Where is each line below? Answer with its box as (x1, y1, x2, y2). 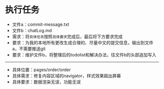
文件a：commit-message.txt (12, 21, 69, 27)
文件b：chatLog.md (12, 27, 52, 33)
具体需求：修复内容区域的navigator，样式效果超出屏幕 (12, 72, 121, 78)
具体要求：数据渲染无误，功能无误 (12, 79, 81, 85)
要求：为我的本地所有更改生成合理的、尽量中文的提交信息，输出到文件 (12, 39, 154, 45)
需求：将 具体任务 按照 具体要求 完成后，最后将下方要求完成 (12, 34, 123, 39)
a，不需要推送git (12, 46, 46, 52)
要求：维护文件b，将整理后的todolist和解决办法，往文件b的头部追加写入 (12, 52, 157, 57)
